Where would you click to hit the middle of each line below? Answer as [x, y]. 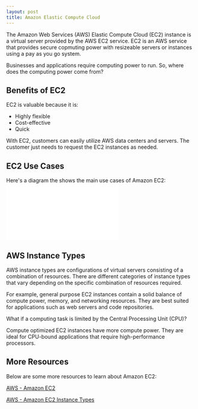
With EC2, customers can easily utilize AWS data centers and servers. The [98, 141]
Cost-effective [33, 123]
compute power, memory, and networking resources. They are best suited [98, 300]
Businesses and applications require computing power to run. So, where [95, 65]
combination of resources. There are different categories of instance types [98, 276]
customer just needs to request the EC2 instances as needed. [82, 147]
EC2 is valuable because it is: [42, 105]
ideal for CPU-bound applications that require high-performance [86, 336]
